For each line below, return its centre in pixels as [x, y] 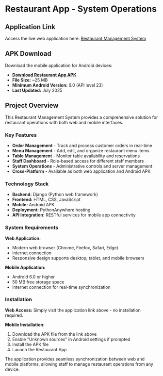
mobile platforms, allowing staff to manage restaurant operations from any [79, 364]
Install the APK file [30, 344]
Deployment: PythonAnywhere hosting [51, 210]
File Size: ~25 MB [30, 80]
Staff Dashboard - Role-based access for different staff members [78, 161]
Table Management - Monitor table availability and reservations [76, 156]
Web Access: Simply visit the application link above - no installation [73, 310]
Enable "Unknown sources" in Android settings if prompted [71, 339]
